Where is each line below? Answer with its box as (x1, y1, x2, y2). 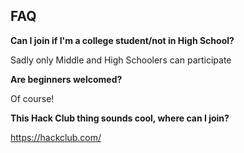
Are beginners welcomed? (10, 73, 123, 85)
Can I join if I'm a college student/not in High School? (10, 34, 235, 46)
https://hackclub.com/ (10, 131, 102, 143)
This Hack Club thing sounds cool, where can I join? (10, 112, 230, 124)
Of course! (10, 92, 55, 104)
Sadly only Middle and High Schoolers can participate (10, 54, 232, 66)
